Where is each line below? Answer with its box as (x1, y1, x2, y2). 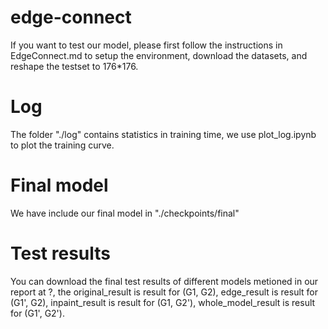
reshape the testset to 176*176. (10, 60, 139, 72)
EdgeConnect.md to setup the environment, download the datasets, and (10, 49, 308, 61)
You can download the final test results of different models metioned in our (10, 275, 319, 287)
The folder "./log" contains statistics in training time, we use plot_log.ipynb (10, 128, 317, 140)
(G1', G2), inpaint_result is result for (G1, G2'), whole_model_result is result (10, 296, 316, 308)
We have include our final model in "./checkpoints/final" (10, 207, 240, 219)
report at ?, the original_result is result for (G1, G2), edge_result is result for (10, 286, 318, 298)
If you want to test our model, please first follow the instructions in (10, 39, 283, 51)
